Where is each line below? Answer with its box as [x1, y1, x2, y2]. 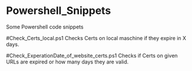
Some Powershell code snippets [6, 23, 84, 30]
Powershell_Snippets [6, 4, 111, 17]
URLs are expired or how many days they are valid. [6, 58, 129, 65]
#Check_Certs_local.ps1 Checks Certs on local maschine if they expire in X [6, 34, 186, 41]
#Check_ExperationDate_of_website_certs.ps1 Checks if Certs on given [6, 52, 178, 59]
